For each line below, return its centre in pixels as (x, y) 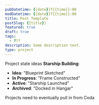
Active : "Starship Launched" (41, 83)
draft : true (17, 32)
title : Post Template (27, 18)
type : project (19, 50)
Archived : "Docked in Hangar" (42, 88)
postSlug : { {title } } (26, 23)
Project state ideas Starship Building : (42, 64)
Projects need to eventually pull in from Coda (50, 97)
